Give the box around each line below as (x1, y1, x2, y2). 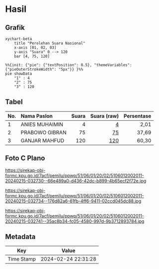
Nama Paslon (20, 112, 53, 119)
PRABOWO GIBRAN (20, 129, 67, 136)
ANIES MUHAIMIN (20, 121, 64, 128)
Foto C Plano (5, 154, 45, 163)
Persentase (123, 112, 152, 119)
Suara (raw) (90, 112, 119, 119)
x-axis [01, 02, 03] (14, 45, 57, 50)
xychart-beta (5, 36, 32, 41)
